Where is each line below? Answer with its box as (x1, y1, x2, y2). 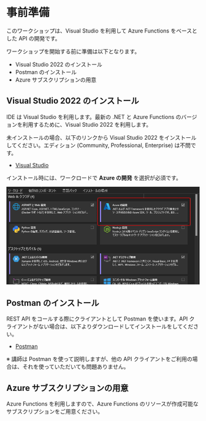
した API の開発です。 (6, 34, 61, 42)
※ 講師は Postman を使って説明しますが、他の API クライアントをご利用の (6, 355, 193, 363)
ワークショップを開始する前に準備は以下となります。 (6, 47, 140, 55)
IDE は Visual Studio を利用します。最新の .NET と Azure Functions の (6, 113, 181, 120)
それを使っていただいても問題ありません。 (22, 363, 129, 371)
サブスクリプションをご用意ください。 (6, 408, 103, 415)
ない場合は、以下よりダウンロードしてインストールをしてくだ (38, 323, 194, 330)
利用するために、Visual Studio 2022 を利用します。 (22, 121, 152, 128)
